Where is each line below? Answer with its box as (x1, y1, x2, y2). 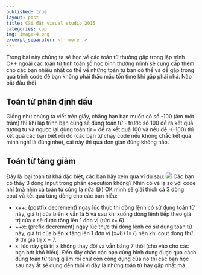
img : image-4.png (6, 31, 50, 37)
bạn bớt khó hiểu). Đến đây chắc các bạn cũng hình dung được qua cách (14, 248, 197, 256)
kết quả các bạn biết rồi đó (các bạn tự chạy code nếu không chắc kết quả (6, 132, 192, 139)
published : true (6, 8, 47, 15)
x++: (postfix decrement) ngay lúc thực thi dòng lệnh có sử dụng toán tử (14, 204, 195, 211)
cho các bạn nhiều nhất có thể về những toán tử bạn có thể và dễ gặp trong (6, 66, 194, 73)
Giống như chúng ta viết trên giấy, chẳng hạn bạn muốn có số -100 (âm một (6, 112, 195, 120)
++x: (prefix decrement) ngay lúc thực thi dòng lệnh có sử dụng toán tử (14, 223, 192, 230)
